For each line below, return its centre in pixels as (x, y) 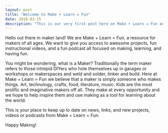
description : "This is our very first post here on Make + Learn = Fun (81, 24)
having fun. (17, 54)
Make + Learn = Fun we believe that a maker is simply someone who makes (83, 79)
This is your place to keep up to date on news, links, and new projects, (78, 110)
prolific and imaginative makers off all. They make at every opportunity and (82, 90)
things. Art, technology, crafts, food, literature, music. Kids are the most (79, 85)
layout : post (19, 10)
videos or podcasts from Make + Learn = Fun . (52, 116)
